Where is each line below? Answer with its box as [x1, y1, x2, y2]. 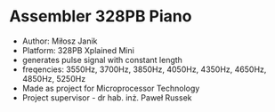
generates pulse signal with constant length [21, 54, 182, 65]
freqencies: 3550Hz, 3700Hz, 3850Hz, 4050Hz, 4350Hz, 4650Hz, [21, 64, 267, 75]
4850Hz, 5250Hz [21, 73, 86, 84]
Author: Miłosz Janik [21, 36, 98, 46]
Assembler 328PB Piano [9, 6, 192, 27]
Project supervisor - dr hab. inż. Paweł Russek [21, 92, 192, 103]
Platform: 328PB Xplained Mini [21, 44, 135, 55]
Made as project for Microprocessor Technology [21, 83, 200, 93]
